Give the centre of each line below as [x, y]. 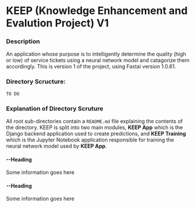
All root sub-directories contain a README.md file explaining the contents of [94, 122]
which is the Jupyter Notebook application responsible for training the [90, 140]
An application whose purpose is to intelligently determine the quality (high [96, 54]
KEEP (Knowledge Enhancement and [97, 11]
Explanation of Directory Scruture [55, 108]
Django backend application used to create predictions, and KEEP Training [96, 134]
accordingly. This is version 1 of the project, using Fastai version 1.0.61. [91, 67]
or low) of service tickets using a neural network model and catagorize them [98, 60]
